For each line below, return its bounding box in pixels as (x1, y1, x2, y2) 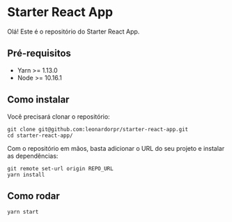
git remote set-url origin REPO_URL (7, 165, 114, 172)
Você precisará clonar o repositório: (7, 112, 110, 121)
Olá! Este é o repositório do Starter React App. (7, 27, 140, 36)
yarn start (7, 209, 39, 216)
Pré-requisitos (7, 47, 72, 59)
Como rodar (7, 190, 61, 202)
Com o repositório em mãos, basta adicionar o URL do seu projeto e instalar (7, 144, 225, 152)
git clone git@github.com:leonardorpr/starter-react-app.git (7, 126, 189, 133)
